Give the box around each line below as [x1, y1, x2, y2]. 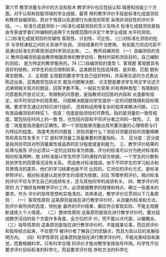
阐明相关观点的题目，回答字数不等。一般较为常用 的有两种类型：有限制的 [9, 85, 159, 91]
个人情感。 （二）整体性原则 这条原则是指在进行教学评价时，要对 [22, 209, 156, 215]
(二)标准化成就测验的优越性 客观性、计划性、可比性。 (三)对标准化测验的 [5, 35, 154, 41]
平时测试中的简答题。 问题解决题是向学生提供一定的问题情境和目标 [18, 97, 155, 103]
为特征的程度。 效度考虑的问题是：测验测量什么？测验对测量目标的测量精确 [5, 129, 159, 134]
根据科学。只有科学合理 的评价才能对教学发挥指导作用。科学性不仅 [22, 241, 159, 246]
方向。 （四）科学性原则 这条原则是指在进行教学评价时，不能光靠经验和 [9, 234, 156, 240]
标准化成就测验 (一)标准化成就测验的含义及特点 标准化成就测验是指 [23, 23, 161, 29]
